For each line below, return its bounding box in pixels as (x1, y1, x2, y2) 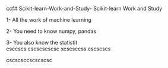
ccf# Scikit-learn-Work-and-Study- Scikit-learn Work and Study (6, 5, 163, 12)
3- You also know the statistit (6, 39, 78, 46)
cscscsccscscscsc (6, 57, 52, 63)
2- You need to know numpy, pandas (6, 28, 97, 35)
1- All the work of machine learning (6, 16, 92, 23)
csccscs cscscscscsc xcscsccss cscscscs (6, 45, 111, 52)
